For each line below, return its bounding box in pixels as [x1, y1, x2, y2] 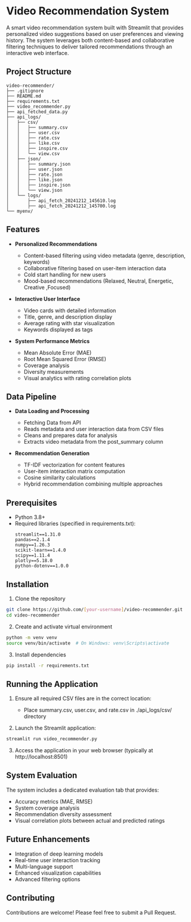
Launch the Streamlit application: [14, 725, 97, 732]
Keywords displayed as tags [23, 326, 93, 333]
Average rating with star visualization [23, 319, 115, 326]
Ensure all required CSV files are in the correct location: [14, 695, 152, 702]
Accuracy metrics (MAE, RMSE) [14, 798, 93, 805]
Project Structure [6, 67, 72, 77]
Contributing [6, 893, 55, 903]
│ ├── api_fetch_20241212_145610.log [6, 197, 116, 204]
